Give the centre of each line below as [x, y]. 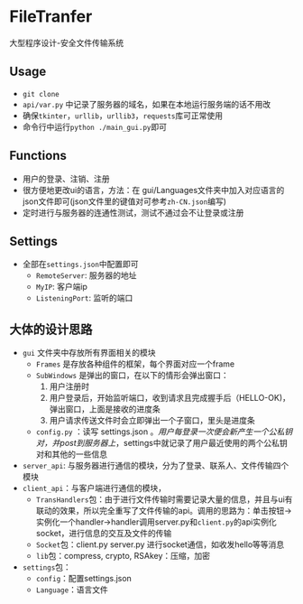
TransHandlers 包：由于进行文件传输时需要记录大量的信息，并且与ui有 [164, 499]
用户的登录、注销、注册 [66, 179]
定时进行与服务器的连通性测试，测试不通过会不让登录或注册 [133, 212]
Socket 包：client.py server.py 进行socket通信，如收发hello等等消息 [160, 544]
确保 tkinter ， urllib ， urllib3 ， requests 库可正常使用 [123, 116]
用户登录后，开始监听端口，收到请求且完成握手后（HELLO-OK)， [170, 398]
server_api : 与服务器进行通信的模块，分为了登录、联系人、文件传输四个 [156, 466]
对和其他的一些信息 [72, 454]
